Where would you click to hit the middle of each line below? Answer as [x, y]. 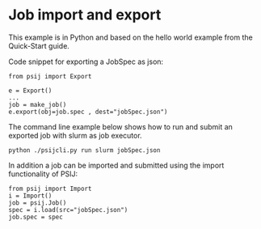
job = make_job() [38, 104]
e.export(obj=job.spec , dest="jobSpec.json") [88, 112]
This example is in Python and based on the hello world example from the [130, 37]
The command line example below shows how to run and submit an [120, 126]
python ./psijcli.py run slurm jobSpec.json [84, 150]
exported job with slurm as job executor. [76, 135]
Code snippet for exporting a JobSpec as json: [86, 61]
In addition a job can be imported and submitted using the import [116, 165]
